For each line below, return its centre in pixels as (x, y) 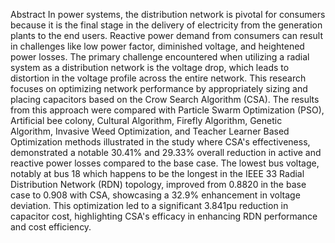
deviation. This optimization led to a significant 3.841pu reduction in (149, 205)
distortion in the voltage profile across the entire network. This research (158, 78)
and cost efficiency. (51, 227)
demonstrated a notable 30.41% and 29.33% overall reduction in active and (166, 152)
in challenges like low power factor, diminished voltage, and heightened (157, 46)
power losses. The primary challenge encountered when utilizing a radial (160, 57)
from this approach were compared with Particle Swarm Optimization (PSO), (167, 110)
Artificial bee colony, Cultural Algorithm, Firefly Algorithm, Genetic (146, 120)
